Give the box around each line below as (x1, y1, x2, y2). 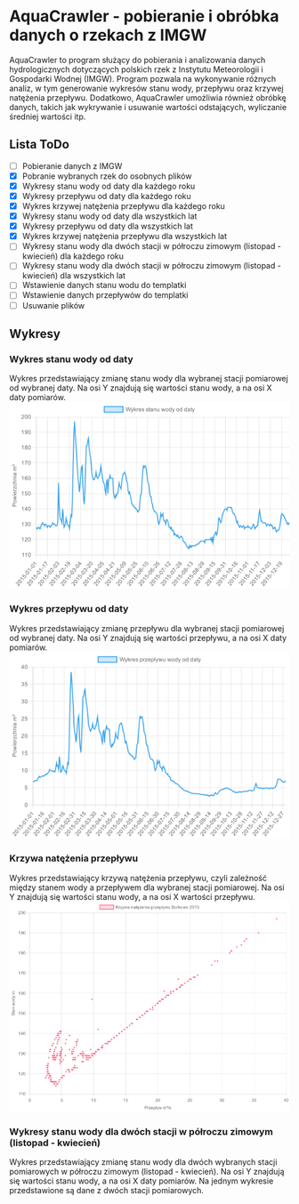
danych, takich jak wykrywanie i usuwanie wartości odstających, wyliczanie (9, 101, 287, 112)
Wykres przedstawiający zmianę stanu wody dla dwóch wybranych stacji (9, 1157, 278, 1168)
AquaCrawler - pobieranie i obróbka (9, 6, 279, 27)
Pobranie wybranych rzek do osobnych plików (21, 171, 192, 181)
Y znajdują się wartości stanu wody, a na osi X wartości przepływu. (9, 891, 255, 902)
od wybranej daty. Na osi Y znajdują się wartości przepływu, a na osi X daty (9, 632, 287, 643)
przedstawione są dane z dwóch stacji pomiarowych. (9, 1185, 205, 1196)
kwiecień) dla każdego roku (21, 251, 125, 261)
